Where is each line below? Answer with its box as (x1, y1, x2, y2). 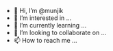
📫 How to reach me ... (13, 37, 77, 44)
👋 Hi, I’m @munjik (13, 7, 64, 14)
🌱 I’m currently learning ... (13, 21, 87, 29)
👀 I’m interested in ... (13, 14, 72, 22)
